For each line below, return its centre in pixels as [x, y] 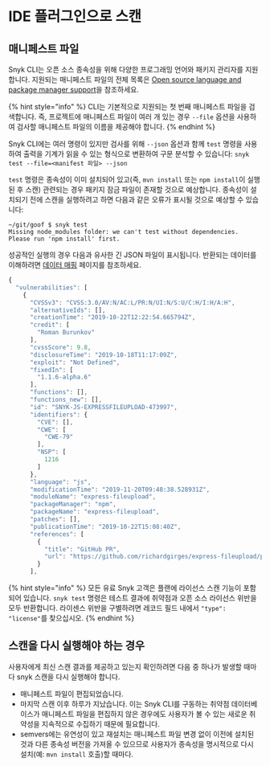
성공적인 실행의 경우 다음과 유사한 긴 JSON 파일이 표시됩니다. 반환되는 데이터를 [133, 255]
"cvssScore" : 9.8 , [60, 347]
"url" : [55, 557]
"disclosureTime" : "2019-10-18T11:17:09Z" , [104, 354]
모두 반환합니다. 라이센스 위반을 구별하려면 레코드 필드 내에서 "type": [117, 608]
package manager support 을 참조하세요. [74, 90]
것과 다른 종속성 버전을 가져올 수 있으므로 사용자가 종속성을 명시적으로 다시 [137, 743]
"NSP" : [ [52, 452]
